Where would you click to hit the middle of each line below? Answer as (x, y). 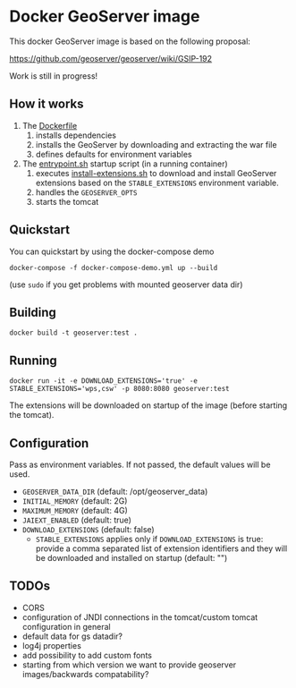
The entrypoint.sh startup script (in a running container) (125, 164)
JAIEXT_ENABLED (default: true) (77, 520)
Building (33, 312)
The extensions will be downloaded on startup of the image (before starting (148, 405)
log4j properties (52, 645)
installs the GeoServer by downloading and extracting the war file (156, 144)
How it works (47, 104)
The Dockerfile (50, 125)
